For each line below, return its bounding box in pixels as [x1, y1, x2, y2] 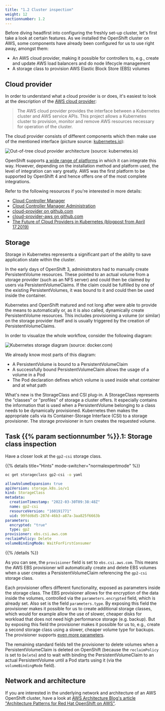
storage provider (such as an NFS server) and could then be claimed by [5, 277, 150, 282]
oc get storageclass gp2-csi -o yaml [5, 472, 83, 477]
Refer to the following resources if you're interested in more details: [5, 188, 142, 194]
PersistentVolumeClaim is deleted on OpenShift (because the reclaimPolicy [5, 646, 159, 652]
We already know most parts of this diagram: [5, 352, 96, 357]
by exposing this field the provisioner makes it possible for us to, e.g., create [5, 621, 160, 627]
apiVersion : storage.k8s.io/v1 [5, 486, 69, 491]
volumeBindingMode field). [5, 662, 56, 668]
